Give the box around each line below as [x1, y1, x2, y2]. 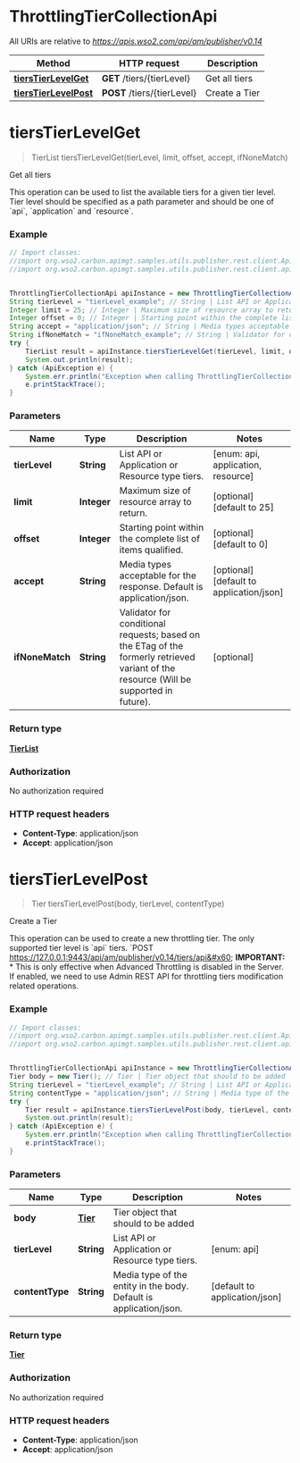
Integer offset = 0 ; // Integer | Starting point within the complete [9, 314, 278, 323]
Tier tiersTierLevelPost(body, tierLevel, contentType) [30, 898, 225, 909]
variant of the [119, 662, 176, 675]
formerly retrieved [119, 651, 196, 663]
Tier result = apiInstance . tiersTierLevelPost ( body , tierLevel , [25, 1106, 270, 1114]
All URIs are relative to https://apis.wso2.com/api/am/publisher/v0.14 [9, 36, 263, 46]
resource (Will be [119, 673, 192, 685]
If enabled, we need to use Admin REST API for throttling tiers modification [9, 971, 284, 982]
